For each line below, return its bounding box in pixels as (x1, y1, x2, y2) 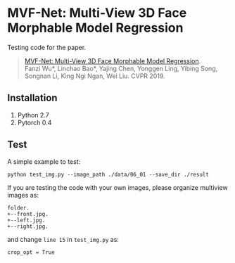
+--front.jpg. (7, 210, 49, 217)
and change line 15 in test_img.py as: (7, 235, 120, 243)
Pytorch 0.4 (17, 118, 52, 127)
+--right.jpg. (7, 223, 49, 230)
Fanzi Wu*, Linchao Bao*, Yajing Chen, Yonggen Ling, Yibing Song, (24, 64, 218, 72)
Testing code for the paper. (7, 43, 87, 51)
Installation (7, 92, 58, 104)
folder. (7, 204, 30, 212)
